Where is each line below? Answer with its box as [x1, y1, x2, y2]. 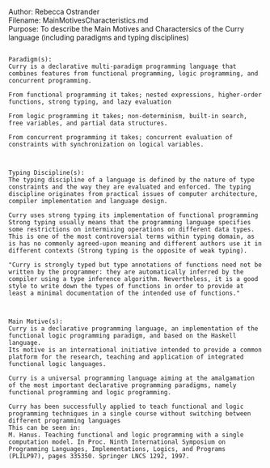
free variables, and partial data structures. [8, 119, 168, 127]
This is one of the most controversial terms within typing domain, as [8, 232, 255, 240]
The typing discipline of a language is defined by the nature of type [8, 176, 255, 184]
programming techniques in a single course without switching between [8, 410, 251, 418]
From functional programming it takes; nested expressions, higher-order [8, 91, 263, 99]
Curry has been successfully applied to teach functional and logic [8, 402, 244, 411]
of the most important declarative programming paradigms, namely [8, 381, 237, 389]
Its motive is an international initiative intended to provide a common [8, 346, 263, 354]
